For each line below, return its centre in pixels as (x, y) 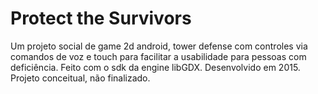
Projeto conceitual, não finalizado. (80, 78)
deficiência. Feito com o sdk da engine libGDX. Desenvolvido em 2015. (155, 67)
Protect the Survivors (101, 18)
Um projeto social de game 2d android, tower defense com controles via (159, 46)
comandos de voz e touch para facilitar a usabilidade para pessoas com (158, 56)
